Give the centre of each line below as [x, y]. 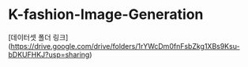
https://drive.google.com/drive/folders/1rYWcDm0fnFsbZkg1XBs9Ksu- [125, 46]
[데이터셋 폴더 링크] [38, 37]
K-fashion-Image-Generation [106, 15]
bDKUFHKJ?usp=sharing [49, 54]
